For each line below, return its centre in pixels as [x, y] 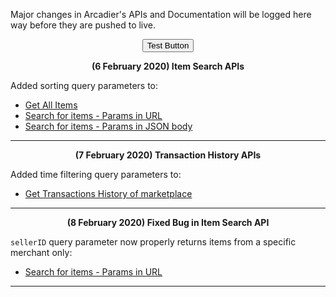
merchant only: [41, 252]
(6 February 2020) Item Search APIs [168, 66]
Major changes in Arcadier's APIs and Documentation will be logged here [161, 14]
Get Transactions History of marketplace [108, 193]
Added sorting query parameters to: [84, 85]
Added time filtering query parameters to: [96, 174]
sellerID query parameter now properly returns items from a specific [153, 242]
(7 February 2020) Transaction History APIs [168, 155]
